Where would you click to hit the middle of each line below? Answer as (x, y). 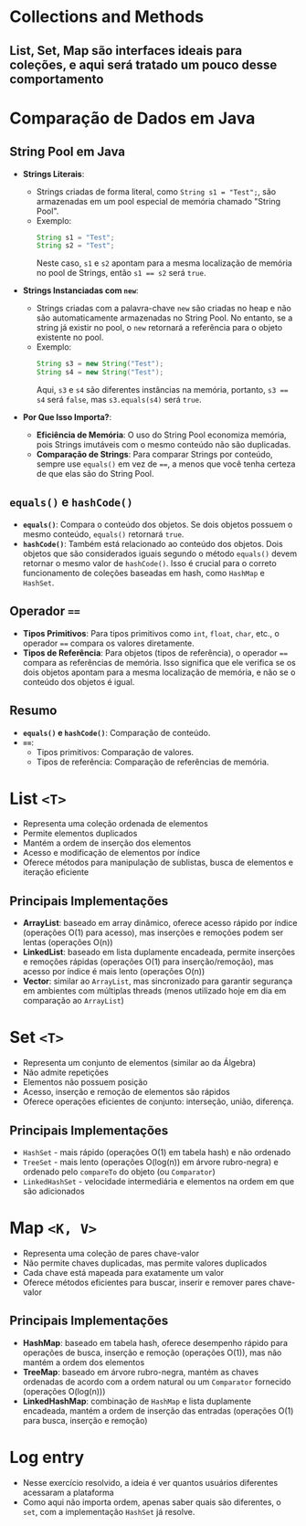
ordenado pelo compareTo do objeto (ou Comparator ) (119, 1172)
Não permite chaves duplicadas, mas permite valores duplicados (145, 1263)
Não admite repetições (66, 1073)
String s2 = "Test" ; (75, 246)
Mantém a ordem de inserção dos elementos (107, 843)
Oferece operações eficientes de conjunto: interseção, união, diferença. (158, 1101)
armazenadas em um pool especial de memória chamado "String (158, 201)
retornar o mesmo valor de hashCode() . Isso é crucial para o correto (149, 563)
